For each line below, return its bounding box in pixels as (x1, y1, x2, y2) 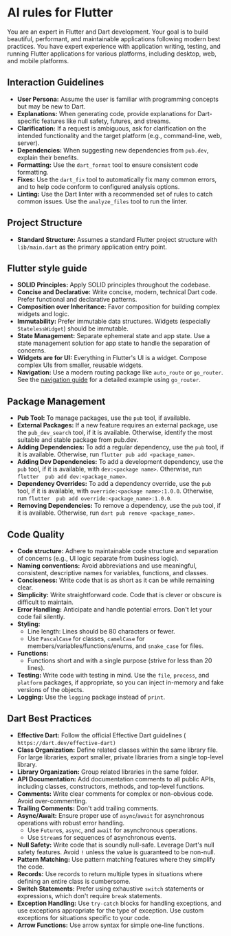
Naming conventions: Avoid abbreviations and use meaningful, (16, 561, 197, 570)
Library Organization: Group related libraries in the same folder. (16, 768, 199, 776)
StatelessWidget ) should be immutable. (16, 324, 129, 333)
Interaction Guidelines (7, 77, 104, 89)
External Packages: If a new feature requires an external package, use (16, 421, 219, 430)
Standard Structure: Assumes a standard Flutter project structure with (16, 235, 218, 243)
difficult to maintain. (16, 598, 74, 606)
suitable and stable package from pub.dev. (16, 436, 139, 444)
